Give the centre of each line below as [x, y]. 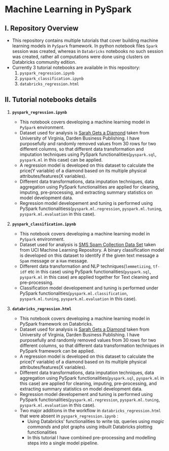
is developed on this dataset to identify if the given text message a [89, 255]
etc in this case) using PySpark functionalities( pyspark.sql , [90, 272]
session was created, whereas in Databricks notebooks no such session [88, 51]
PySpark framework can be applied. [57, 351]
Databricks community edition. [44, 62]
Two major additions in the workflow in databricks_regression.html [90, 410]
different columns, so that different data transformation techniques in [92, 346]
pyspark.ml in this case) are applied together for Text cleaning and [89, 277]
